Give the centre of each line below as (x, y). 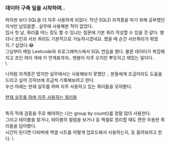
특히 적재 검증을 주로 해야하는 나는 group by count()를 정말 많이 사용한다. (78, 113)
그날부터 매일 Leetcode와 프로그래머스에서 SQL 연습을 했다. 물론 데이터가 (78, 52)
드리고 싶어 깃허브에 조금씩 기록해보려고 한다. (50, 80)
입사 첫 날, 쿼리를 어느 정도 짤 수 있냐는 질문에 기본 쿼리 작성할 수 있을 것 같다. (82, 33)
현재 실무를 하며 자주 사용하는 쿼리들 (41, 98)
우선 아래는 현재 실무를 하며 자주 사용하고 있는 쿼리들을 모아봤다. (69, 86)
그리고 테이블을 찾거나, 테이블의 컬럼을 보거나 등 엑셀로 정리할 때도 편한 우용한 (82, 120)
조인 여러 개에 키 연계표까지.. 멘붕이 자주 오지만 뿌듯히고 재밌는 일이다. (84, 58)
